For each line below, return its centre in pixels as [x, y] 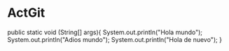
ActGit [26, 13]
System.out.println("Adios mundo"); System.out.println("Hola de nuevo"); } [115, 39]
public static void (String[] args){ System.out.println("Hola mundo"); [105, 32]
